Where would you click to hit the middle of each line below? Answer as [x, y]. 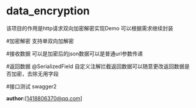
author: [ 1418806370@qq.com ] [44, 98]
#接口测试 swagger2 [31, 86]
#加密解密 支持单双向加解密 [40, 41]
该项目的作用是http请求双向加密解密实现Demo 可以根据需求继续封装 [90, 28]
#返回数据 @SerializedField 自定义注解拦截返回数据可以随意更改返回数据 [95, 66]
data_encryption [48, 11]
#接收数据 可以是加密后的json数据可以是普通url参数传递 [75, 53]
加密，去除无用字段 [35, 73]
